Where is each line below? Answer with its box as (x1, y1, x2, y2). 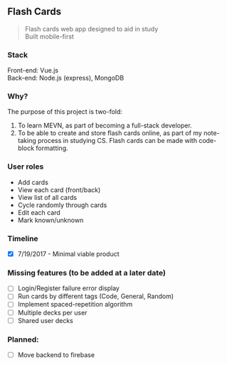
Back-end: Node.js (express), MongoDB (7, 74, 125, 83)
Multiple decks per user (17, 308, 88, 317)
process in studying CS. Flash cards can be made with (38, 137, 198, 145)
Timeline (7, 233, 38, 243)
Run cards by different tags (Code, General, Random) (17, 292, 174, 301)
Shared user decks (17, 316, 73, 324)
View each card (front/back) (17, 185, 101, 194)
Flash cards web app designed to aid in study (24, 24, 159, 33)
